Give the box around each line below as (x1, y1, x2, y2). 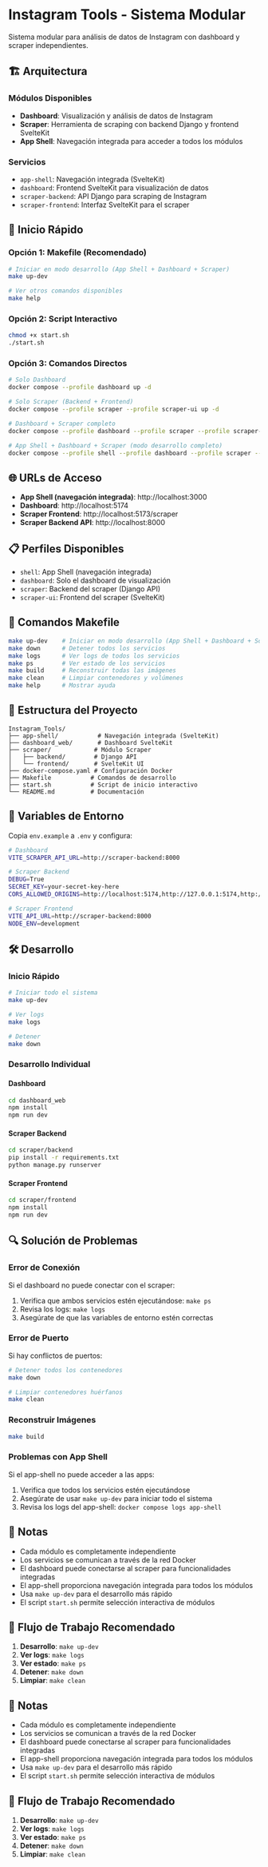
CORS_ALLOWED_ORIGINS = (8, 890, 84, 898)
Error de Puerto (8, 1332, 69, 1344)
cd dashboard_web (8, 1097, 66, 1105)
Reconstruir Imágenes (8, 1415, 97, 1426)
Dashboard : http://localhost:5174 (19, 501, 129, 511)
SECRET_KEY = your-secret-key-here (8, 883, 120, 891)
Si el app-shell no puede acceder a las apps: (8, 1469, 155, 1479)
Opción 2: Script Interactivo (8, 313, 118, 324)
